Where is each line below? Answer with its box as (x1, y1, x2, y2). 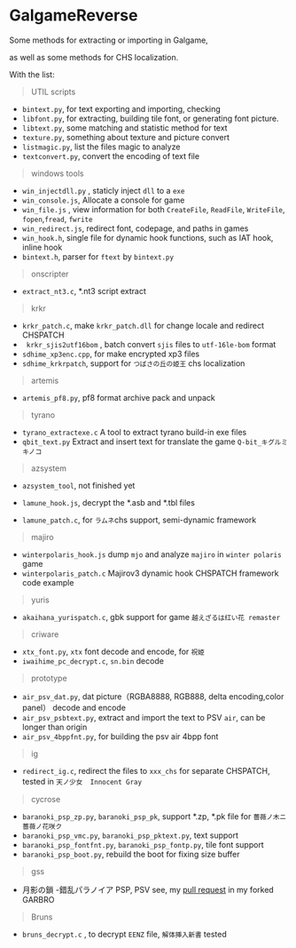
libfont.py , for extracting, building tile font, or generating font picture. (21, 113, 279, 123)
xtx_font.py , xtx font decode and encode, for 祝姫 (21, 646, 206, 657)
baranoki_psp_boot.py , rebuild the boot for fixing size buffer (21, 848, 241, 859)
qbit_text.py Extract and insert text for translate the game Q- (21, 436, 246, 447)
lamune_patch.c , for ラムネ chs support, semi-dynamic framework (21, 514, 257, 525)
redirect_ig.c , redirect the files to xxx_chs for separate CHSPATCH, (21, 765, 270, 776)
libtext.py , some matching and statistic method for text (21, 122, 228, 133)
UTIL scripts (30, 86, 76, 97)
